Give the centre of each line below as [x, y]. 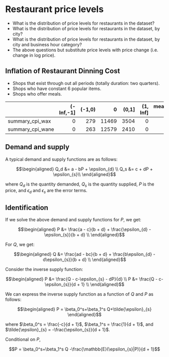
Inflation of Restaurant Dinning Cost [63, 71]
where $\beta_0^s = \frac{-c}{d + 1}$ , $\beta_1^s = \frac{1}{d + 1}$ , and [79, 324]
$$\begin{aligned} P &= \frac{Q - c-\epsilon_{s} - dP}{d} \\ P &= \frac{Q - [82, 279]
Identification [27, 207]
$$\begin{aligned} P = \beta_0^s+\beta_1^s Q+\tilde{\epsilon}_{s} [84, 309]
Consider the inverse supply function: [44, 269]
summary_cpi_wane [31, 129]
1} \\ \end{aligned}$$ [103, 284]
